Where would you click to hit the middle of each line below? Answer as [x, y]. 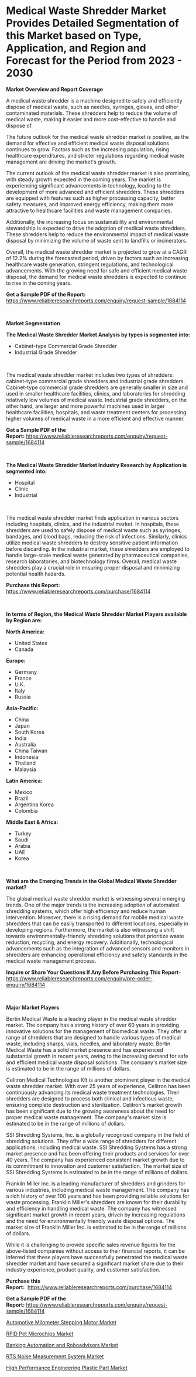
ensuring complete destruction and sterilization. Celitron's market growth [94, 1105]
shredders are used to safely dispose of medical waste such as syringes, [94, 530]
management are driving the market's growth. [61, 162]
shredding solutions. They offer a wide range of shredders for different [91, 1141]
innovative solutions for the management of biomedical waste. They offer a [97, 1031]
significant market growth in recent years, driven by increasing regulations [96, 1215]
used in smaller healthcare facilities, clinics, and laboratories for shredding [96, 393]
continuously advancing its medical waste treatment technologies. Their [93, 1092]
